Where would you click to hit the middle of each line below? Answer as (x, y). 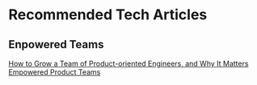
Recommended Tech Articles (108, 15)
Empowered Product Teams (55, 72)
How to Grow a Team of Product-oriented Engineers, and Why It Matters (128, 63)
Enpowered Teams (56, 45)
